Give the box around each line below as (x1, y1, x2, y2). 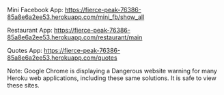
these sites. (7, 81, 40, 89)
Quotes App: (7, 47, 43, 54)
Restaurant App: (7, 26, 53, 34)
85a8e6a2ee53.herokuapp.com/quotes (7, 54, 117, 62)
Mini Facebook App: (7, 6, 64, 14)
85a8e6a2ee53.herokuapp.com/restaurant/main (7, 33, 143, 41)
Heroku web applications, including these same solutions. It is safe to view (7, 74, 216, 82)
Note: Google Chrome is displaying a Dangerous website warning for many (7, 67, 217, 75)
